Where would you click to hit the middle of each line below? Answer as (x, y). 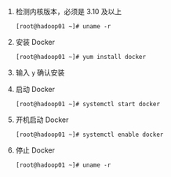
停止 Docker (35, 150)
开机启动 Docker (42, 120)
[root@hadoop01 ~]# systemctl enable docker (89, 135)
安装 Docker (35, 42)
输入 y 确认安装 (40, 72)
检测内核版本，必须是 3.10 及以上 (69, 11)
